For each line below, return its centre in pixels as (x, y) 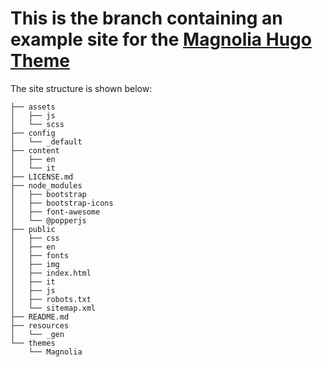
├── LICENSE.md (42, 177)
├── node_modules (46, 185)
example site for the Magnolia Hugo (161, 39)
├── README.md (40, 317)
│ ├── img (35, 264)
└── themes (33, 343)
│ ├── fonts (40, 255)
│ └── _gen (37, 334)
